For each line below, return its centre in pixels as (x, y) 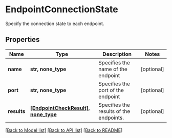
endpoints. (111, 118)
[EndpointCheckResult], (60, 108)
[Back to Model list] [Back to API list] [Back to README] (64, 130)
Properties (23, 40)
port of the (111, 90)
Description (117, 54)
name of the (113, 69)
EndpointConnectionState (62, 9)
